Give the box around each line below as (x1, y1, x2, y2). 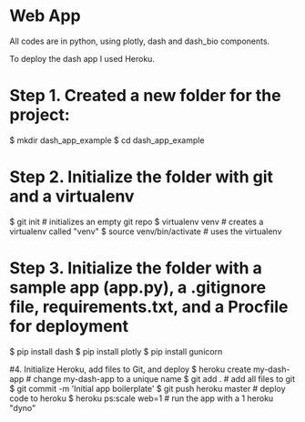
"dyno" (9, 402, 36, 413)
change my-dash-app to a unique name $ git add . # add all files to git (33, 373, 296, 384)
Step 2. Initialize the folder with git (9, 167, 274, 188)
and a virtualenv (9, 186, 135, 207)
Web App (9, 5, 81, 26)
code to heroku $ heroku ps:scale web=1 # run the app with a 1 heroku (9, 393, 274, 404)
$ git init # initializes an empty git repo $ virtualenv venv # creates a (9, 216, 264, 227)
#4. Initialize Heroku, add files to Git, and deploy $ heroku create (9, 364, 252, 375)
